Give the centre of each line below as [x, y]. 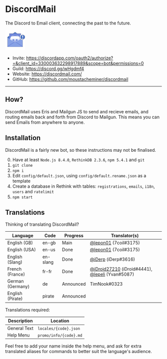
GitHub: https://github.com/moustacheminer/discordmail [70, 79]
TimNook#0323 [106, 284]
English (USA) [22, 250]
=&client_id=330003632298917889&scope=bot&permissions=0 [78, 63]
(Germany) [18, 287]
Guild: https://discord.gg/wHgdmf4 [48, 68]
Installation [23, 138]
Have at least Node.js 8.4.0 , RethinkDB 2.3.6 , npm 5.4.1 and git [79, 160]
